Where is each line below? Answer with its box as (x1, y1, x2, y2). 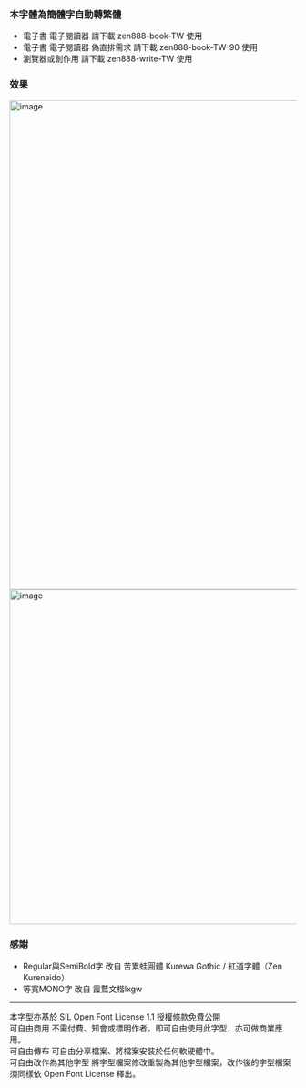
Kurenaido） (22, 971, 70, 982)
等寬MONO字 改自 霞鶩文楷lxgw (22, 983, 143, 994)
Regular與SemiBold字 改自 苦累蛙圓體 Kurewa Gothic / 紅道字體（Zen (22, 960, 282, 971)
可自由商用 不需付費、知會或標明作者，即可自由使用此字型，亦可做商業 (9, 1022, 275, 1033)
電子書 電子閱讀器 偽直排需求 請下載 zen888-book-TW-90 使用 (22, 42, 258, 53)
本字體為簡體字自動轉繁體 (9, 7, 122, 20)
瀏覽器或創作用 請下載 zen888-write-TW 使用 (22, 53, 193, 65)
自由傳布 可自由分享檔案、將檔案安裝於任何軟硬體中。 (16, 1045, 219, 1056)
